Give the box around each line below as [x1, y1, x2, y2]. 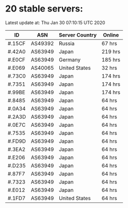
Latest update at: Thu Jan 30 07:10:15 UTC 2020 [5, 20, 105, 26]
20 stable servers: [5, 3, 83, 15]
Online [102, 31, 119, 38]
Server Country [58, 31, 97, 38]
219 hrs [101, 48, 120, 55]
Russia [58, 40, 75, 47]
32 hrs [101, 64, 117, 71]
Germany [58, 56, 81, 63]
